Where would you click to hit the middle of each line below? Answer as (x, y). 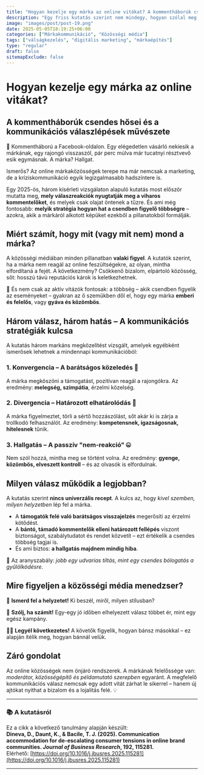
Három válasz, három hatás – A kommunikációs (98, 321)
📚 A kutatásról (29, 712)
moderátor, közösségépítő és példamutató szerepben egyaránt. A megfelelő (102, 677)
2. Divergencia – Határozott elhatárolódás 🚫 (71, 403)
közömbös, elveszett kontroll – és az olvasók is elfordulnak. (82, 464)
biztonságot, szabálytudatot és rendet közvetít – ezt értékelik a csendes (105, 535)
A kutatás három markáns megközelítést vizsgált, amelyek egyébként (93, 345)
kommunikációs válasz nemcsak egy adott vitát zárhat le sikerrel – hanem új (101, 683)
